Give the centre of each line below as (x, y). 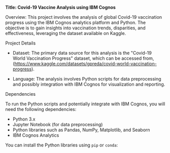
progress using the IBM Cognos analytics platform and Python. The (76, 23)
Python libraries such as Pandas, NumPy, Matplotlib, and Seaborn (81, 130)
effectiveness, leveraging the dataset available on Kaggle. (66, 33)
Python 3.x (24, 119)
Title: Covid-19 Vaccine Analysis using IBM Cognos (60, 7)
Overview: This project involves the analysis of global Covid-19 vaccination (84, 17)
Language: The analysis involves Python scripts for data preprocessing (87, 79)
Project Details (21, 43)
